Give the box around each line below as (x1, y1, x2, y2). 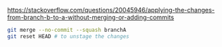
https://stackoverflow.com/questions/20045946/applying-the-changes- (7, 6, 215, 14)
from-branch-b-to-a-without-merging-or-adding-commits (7, 13, 175, 21)
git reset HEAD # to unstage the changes (7, 32, 130, 40)
